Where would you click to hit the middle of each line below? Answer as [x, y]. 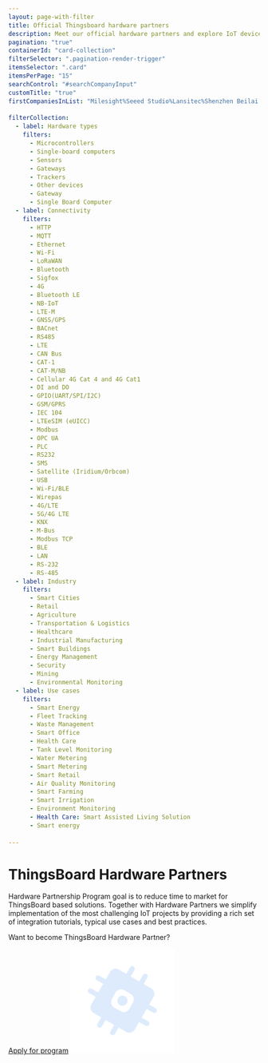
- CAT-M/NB [47, 371]
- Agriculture [53, 615]
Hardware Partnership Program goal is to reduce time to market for [118, 896]
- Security [47, 666]
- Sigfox [44, 278]
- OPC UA [44, 438]
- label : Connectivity [53, 211]
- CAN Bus [45, 354]
